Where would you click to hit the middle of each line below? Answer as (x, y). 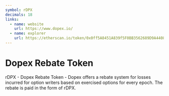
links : (12, 19)
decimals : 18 (19, 15)
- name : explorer (28, 33)
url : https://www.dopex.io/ (44, 29)
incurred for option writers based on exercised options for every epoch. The (84, 82)
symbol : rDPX (19, 10)
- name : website (27, 24)
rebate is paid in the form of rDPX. (41, 88)
